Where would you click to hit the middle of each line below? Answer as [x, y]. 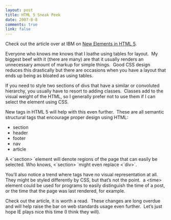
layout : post [19, 10]
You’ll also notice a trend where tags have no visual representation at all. [82, 175]
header [20, 133]
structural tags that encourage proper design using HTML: [67, 117]
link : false [18, 29]
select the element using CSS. [37, 102]
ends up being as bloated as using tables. [49, 76]
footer [19, 138]
